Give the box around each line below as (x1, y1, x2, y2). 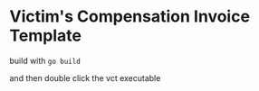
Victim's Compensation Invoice (9, 6, 251, 27)
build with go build (9, 55, 82, 66)
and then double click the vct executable (9, 72, 161, 83)
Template (9, 25, 82, 46)
